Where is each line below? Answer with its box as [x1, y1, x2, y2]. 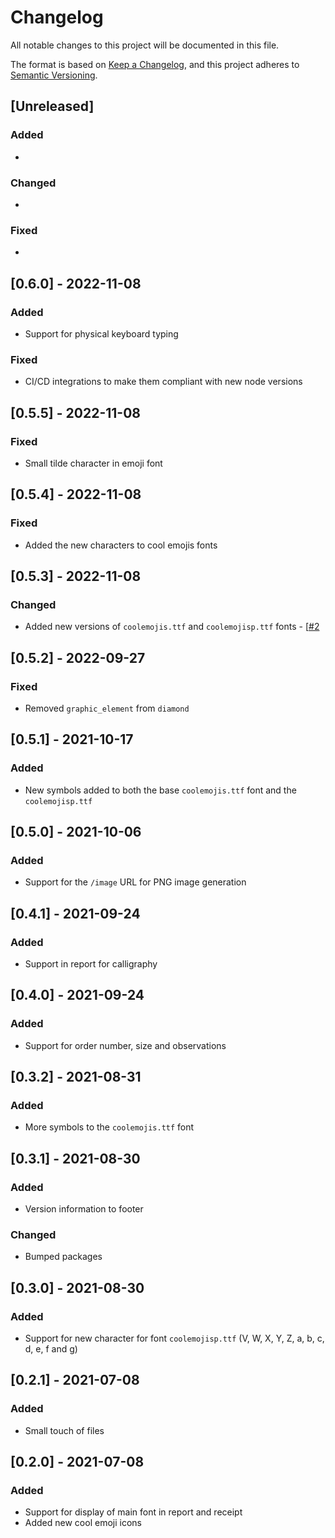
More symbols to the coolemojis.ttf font [24, 1121, 195, 1133]
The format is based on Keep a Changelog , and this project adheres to [10, 58, 300, 70]
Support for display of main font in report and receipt [24, 1506, 243, 1518]
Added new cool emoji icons [24, 1517, 142, 1529]
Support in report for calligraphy [24, 958, 158, 970]
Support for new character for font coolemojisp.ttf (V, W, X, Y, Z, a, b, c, [24, 1332, 325, 1345]
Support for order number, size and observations [24, 1039, 227, 1051]
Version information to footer [24, 1203, 144, 1215]
